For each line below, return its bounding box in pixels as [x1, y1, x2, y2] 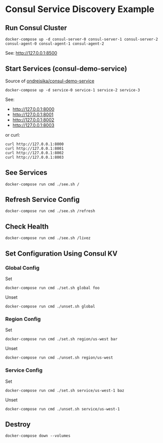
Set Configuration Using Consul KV [5, 249, 118, 258]
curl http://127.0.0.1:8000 [5, 142, 64, 147]
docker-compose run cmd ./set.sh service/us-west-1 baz [5, 388, 124, 393]
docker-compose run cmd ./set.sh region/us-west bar [5, 337, 118, 342]
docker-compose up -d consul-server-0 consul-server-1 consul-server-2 [5, 37, 158, 42]
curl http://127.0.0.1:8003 [5, 155, 64, 160]
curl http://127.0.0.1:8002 [5, 150, 64, 155]
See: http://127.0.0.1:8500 [5, 50, 58, 56]
